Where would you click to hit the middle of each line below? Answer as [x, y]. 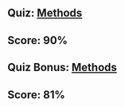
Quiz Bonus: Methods [62, 67]
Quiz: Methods [45, 13]
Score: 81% [36, 95]
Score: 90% [38, 40]
